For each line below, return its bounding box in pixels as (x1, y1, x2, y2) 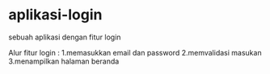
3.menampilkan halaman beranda (8, 56, 120, 66)
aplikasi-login (8, 6, 103, 24)
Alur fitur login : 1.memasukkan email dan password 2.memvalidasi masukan (8, 47, 262, 57)
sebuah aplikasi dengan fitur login (8, 32, 121, 42)
